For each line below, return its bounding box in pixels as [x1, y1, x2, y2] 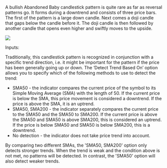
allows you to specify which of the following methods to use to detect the [5, 70, 156, 76]
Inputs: [5, 44, 19, 50]
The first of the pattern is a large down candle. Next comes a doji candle [5, 15, 154, 20]
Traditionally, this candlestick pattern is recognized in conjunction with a [5, 54, 154, 60]
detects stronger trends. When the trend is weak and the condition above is [5, 148, 161, 154]
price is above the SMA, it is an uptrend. [12, 101, 95, 107]
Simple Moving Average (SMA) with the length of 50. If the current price [12, 90, 161, 96]
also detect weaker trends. [5, 158, 60, 164]
